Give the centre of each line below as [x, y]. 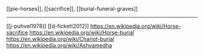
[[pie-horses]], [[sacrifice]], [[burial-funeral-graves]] [72, 9]
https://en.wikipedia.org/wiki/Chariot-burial [60, 39]
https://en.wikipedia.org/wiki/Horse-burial [82, 32]
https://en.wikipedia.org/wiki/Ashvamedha [59, 45]
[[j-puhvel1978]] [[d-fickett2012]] [48, 26]
